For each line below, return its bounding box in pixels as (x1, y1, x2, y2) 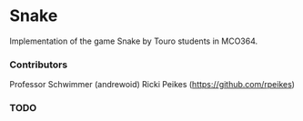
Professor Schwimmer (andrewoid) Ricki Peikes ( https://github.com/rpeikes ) (9, 79, 296, 90)
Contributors (9, 58, 68, 71)
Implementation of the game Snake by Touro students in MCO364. (9, 35, 258, 46)
